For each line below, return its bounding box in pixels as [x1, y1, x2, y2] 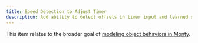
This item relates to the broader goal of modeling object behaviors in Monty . [6, 30, 191, 37]
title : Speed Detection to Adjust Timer [6, 8, 107, 15]
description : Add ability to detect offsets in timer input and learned [6, 14, 189, 20]
